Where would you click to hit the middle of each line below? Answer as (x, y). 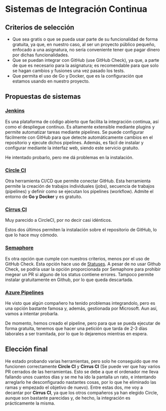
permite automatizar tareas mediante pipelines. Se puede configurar (75, 132)
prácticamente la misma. (30, 403)
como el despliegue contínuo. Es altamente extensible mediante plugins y (80, 126)
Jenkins (15, 111)
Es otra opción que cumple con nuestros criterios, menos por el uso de (77, 258)
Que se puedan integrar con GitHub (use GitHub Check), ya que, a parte (86, 60)
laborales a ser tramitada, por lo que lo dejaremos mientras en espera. (77, 333)
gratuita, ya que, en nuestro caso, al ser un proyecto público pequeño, (84, 44)
